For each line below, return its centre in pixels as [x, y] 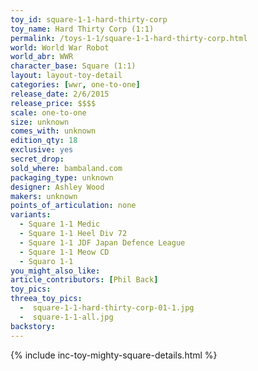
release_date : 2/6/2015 [60, 94]
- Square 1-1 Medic [60, 224]
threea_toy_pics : [46, 299]
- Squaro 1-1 [46, 261]
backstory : [33, 326]
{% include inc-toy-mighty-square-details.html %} [114, 355]
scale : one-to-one [48, 112]
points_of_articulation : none [73, 206]
